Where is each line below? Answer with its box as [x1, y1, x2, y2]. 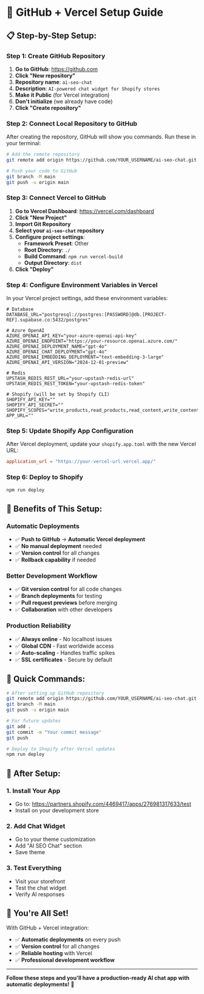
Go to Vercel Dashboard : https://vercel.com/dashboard [15, 207, 155, 214]
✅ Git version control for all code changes [15, 586, 122, 593]
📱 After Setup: [6, 768, 61, 778]
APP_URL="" [6, 413, 34, 419]
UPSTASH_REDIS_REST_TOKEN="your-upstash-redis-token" [6, 381, 146, 387]
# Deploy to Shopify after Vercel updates [6, 746, 115, 752]
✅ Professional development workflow [15, 956, 115, 964]
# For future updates [6, 718, 61, 724]
